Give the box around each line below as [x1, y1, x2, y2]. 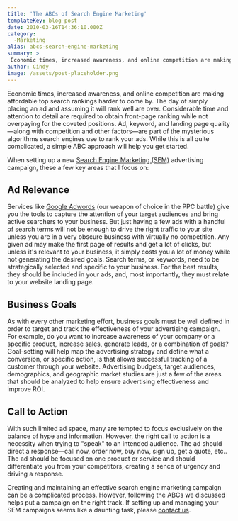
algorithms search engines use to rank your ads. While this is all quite [7, 134, 210, 142]
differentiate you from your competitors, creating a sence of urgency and [7, 461, 221, 470]
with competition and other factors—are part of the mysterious [31, 127, 215, 135]
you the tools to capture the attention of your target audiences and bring [7, 210, 218, 218]
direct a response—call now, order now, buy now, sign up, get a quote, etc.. [7, 447, 227, 455]
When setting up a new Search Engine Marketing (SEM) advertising [7, 155, 204, 164]
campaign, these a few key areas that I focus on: [7, 163, 149, 172]
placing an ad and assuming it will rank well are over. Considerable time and [7, 104, 229, 113]
